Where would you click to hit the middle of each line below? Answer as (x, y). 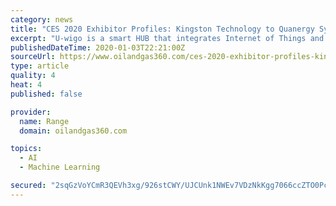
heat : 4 (26, 85)
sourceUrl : (33, 57)
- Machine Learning (60, 167)
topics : (26, 149)
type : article (40, 66)
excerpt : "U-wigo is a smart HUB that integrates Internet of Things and (167, 38)
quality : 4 (33, 76)
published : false (46, 94)
